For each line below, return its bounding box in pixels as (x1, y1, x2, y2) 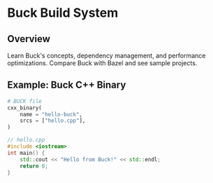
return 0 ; (20, 163, 49, 170)
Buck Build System (7, 5, 119, 21)
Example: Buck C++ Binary (7, 79, 126, 91)
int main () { (7, 149, 45, 156)
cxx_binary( (7, 104, 42, 111)
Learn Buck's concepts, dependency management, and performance (7, 51, 206, 60)
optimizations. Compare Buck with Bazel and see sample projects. (7, 59, 198, 67)
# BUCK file (7, 97, 42, 104)
